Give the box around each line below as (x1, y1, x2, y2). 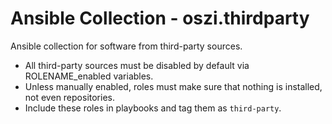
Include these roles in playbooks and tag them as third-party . (24, 102, 282, 114)
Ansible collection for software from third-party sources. (10, 40, 243, 52)
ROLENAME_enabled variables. (24, 70, 154, 82)
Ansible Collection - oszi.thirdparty (10, 7, 310, 30)
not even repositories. (24, 91, 116, 103)
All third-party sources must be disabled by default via (24, 59, 250, 71)
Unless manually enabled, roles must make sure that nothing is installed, (24, 80, 323, 92)
